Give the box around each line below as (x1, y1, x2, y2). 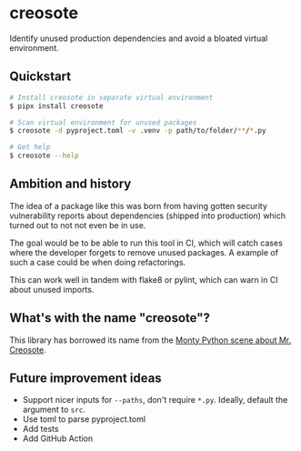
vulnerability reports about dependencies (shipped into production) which (9, 210, 286, 221)
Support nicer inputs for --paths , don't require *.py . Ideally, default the (22, 395, 288, 406)
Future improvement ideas (9, 371, 162, 386)
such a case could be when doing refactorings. (9, 256, 186, 267)
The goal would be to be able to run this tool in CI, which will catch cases (9, 237, 284, 248)
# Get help (9, 143, 51, 152)
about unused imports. (9, 284, 95, 295)
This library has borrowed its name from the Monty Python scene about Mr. (9, 335, 292, 346)
